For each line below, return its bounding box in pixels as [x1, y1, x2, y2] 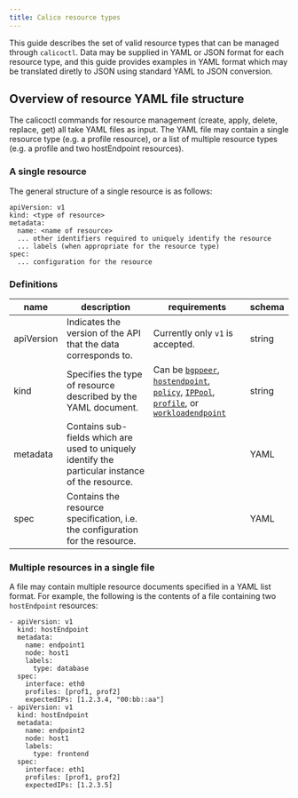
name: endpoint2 [25, 726, 86, 736]
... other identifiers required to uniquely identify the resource [17, 234, 272, 243]
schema [249, 301, 285, 314]
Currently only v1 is [153, 327, 233, 339]
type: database [32, 664, 90, 674]
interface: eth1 [25, 765, 86, 774]
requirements [168, 301, 227, 314]
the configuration [66, 523, 139, 536]
